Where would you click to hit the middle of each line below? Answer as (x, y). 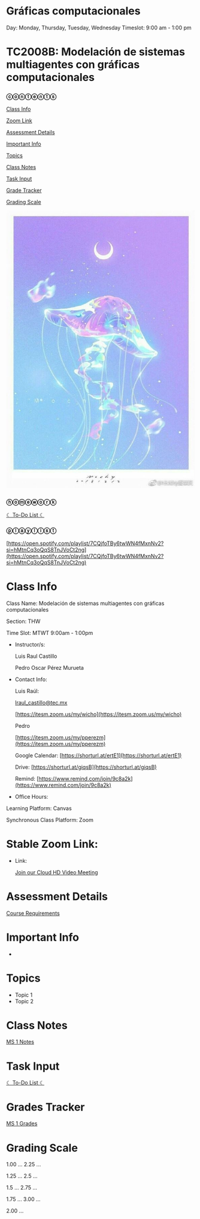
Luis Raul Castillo (36, 656)
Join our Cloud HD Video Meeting (56, 872)
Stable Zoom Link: (52, 844)
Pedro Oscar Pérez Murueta (49, 667)
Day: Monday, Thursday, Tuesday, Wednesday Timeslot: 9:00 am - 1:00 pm (99, 28)
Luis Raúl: (27, 691)
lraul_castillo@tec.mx (41, 702)
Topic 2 (24, 1001)
